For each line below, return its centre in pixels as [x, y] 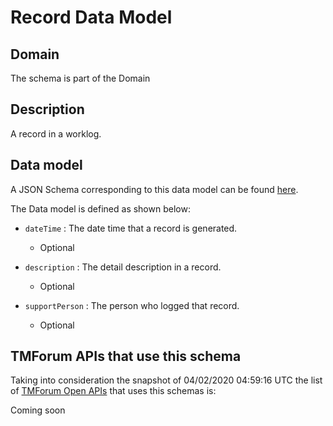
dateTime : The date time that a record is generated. [131, 228]
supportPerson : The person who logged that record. [132, 305]
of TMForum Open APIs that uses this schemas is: [113, 391]
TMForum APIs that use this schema [126, 356]
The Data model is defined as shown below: [100, 208]
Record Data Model [91, 17]
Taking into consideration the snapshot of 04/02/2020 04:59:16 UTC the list [166, 380]
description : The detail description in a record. [123, 267]
